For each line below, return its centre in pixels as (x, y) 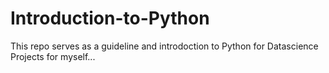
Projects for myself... (53, 56)
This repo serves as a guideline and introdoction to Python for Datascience (164, 46)
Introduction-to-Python (110, 18)
